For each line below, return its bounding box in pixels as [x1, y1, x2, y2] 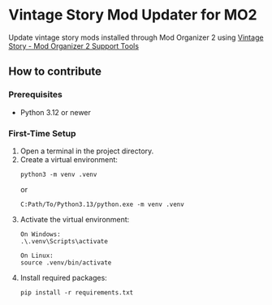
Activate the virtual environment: [19, 214, 130, 224]
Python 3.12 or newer [19, 107, 92, 117]
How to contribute [8, 65, 102, 79]
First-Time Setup [8, 127, 76, 139]
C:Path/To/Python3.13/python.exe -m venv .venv [19, 200, 184, 208]
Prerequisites [8, 89, 63, 101]
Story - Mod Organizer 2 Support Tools [8, 41, 140, 50]
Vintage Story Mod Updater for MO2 [8, 6, 257, 24]
